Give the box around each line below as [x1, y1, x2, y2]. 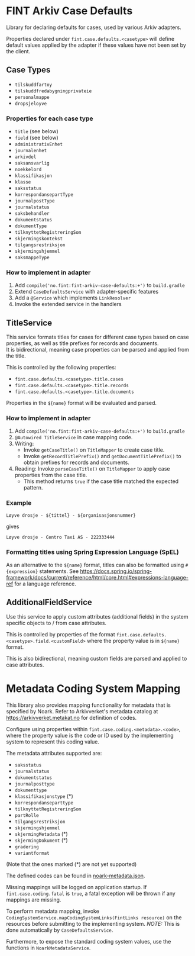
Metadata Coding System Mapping [6, 682, 181, 696]
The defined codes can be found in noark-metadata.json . [6, 872, 145, 879]
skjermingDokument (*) [14, 836, 68, 844]
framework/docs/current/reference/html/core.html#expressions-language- [6, 574, 189, 581]
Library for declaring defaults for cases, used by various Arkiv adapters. [6, 24, 181, 31]
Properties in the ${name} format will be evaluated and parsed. [6, 400, 157, 407]
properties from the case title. [14, 472, 87, 479]
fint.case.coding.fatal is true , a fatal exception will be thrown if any [6, 890, 175, 897]
